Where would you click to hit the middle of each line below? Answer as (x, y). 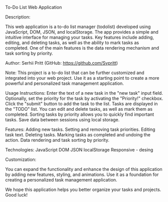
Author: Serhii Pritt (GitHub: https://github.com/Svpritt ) (62, 63)
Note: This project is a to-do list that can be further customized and (75, 73)
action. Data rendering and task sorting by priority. (57, 140)
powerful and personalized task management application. (65, 83)
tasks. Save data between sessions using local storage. (62, 120)
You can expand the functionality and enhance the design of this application (84, 169)
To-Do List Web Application (34, 7)
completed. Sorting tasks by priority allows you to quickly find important (80, 114)
